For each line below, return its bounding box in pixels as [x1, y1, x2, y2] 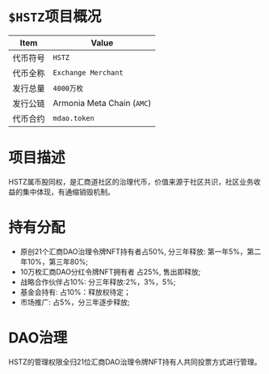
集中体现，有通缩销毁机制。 [22, 187, 115, 197]
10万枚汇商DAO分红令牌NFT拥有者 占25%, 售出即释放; [19, 266, 201, 276]
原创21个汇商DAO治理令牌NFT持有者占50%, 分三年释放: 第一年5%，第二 [19, 246, 262, 256]
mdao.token [53, 113, 95, 122]
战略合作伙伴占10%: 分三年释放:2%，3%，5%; [19, 277, 176, 287]
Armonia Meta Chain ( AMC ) [53, 97, 152, 108]
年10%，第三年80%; [19, 257, 89, 266]
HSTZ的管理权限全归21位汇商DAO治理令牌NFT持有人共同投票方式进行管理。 [8, 357, 262, 367]
